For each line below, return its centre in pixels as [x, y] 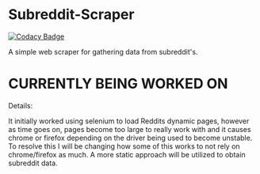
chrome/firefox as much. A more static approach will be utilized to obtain [127, 154]
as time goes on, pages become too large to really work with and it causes [130, 129]
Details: [21, 105]
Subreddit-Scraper [71, 15]
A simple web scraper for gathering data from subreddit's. [103, 51]
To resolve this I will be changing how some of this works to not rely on [124, 146]
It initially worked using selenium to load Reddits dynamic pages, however [129, 121]
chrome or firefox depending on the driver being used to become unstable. [130, 138]
